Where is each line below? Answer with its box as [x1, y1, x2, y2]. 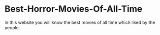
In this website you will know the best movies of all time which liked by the [4, 19, 156, 25]
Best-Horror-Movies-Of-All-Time [4, 3, 143, 15]
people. [4, 24, 20, 30]
